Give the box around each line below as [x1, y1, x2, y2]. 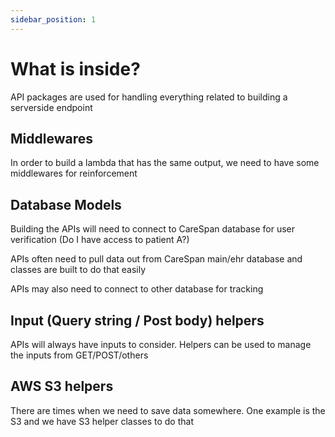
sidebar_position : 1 [10, 14, 97, 25]
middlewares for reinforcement [10, 167, 138, 180]
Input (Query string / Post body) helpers [10, 312, 265, 329]
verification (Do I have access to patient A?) [10, 234, 190, 246]
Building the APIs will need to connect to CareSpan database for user [10, 223, 295, 235]
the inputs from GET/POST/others [10, 349, 149, 361]
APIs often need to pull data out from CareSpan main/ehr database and [10, 253, 303, 265]
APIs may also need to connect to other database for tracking [10, 283, 264, 295]
